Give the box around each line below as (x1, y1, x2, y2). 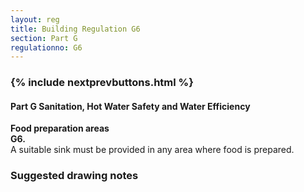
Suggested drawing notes (10, 169, 139, 183)
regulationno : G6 (10, 42, 83, 53)
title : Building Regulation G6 (10, 24, 141, 34)
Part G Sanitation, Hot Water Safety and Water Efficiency (10, 100, 251, 112)
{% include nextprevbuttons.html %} (10, 76, 194, 90)
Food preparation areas (10, 122, 110, 135)
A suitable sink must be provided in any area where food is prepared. (10, 144, 295, 156)
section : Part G (10, 33, 78, 43)
